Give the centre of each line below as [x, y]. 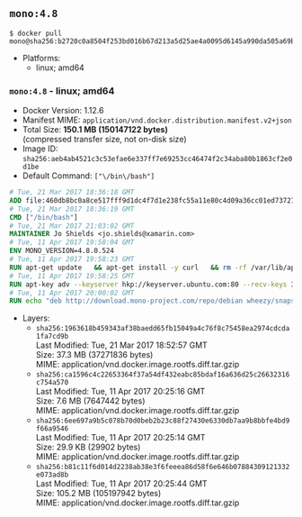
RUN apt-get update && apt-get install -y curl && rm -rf [128, 268]
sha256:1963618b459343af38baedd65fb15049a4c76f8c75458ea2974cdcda [163, 329]
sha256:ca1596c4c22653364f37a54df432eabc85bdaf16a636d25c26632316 [163, 375]
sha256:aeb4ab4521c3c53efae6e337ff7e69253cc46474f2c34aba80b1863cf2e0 [157, 159]
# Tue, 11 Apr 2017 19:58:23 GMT [72, 259]
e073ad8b [52, 475]
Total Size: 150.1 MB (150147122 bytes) [95, 130]
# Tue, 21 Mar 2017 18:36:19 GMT [72, 209]
